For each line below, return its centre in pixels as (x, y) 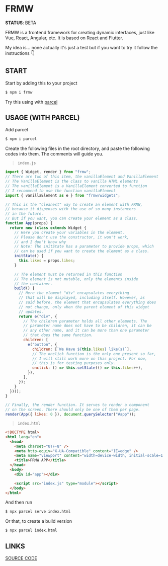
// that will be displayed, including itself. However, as (81, 298)
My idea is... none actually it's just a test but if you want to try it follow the (81, 47)
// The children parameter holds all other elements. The (85, 321)
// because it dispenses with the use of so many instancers (71, 209)
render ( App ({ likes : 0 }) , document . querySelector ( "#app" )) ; (71, 415)
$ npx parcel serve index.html (38, 512)
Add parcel (17, 130)
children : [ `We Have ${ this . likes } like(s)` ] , (82, 349)
